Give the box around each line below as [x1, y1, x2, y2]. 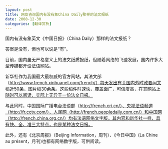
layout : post [5, 7, 32, 12]
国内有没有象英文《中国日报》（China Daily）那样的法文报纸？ [5, 35, 131, 41]
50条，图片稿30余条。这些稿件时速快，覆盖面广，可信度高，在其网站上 [13, 86, 161, 92]
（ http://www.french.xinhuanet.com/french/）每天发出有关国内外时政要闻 [5, 80, 157, 86]
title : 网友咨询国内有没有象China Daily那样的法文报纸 [5, 12, 109, 17]
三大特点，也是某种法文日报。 [31, 122, 93, 128]
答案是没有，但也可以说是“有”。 [5, 46, 71, 52]
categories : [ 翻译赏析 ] [5, 21, 51, 26]
